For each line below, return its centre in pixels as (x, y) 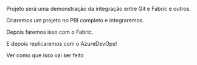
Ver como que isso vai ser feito (45, 55)
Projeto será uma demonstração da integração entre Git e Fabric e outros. (99, 9)
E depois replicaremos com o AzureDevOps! (62, 44)
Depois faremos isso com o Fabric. (50, 32)
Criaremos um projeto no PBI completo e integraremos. (75, 20)
